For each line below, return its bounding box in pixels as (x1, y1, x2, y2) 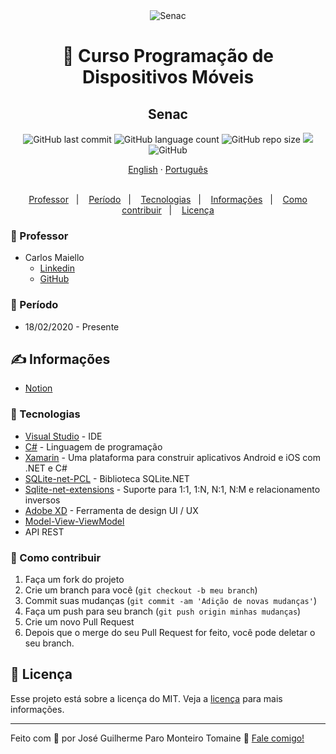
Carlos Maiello (24, 252, 85, 264)
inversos (24, 494, 61, 506)
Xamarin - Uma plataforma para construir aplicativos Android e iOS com (24, 451, 321, 463)
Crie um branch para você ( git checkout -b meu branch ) (24, 584, 258, 596)
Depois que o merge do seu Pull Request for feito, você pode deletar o (24, 627, 316, 638)
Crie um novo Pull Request (24, 616, 135, 628)
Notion (24, 382, 53, 394)
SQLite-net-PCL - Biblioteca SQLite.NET (24, 472, 190, 484)
